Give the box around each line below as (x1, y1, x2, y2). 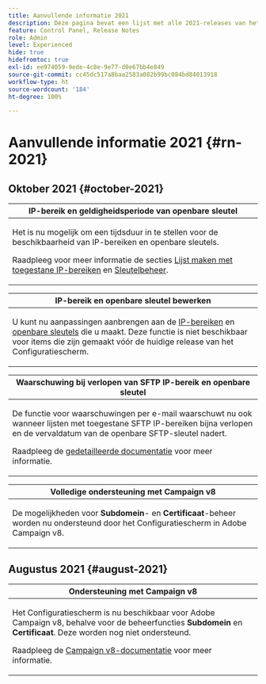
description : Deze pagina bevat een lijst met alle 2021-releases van (8, 19, 246, 27)
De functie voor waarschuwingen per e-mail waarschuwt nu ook (12, 408, 253, 419)
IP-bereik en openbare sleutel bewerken (55, 295, 211, 306)
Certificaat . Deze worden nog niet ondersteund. (12, 627, 192, 638)
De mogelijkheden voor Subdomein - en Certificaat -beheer (12, 508, 236, 519)
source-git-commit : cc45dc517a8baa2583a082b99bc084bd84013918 (8, 71, 218, 78)
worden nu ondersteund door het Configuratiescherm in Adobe (12, 518, 247, 529)
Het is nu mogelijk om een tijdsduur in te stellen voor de (12, 227, 218, 238)
